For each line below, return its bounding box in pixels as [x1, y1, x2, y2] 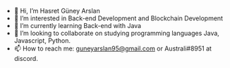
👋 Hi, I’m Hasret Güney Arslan [13, 7, 100, 15]
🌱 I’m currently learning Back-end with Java [13, 22, 142, 29]
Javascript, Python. [13, 36, 71, 45]
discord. [13, 55, 39, 62]
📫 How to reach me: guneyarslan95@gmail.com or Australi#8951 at [13, 44, 212, 53]
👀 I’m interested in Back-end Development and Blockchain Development [13, 14, 224, 22]
